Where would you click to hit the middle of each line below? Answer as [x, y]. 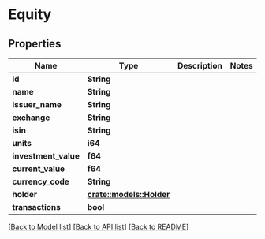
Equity [30, 15]
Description [200, 66]
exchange [31, 118]
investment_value [46, 156]
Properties [35, 44]
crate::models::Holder [129, 194]
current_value [39, 169]
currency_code [41, 181]
